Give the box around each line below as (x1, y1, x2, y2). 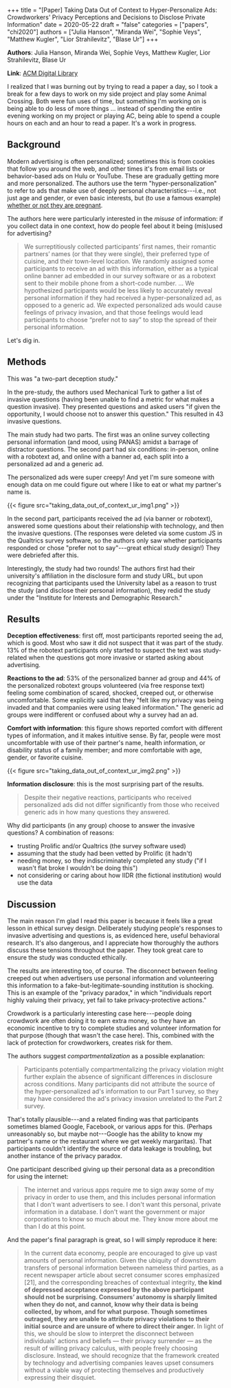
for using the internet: (7, 1173, 69, 1181)
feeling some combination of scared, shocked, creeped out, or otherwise (7, 688, 214, 697)
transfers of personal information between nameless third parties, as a (23, 1263, 223, 1272)
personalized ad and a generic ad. (7, 459, 104, 467)
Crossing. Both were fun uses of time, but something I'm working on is (7, 97, 207, 105)
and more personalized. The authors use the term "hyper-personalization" (7, 179, 217, 187)
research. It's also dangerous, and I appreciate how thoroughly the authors (7, 939, 219, 947)
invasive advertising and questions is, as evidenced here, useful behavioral (7, 932, 220, 940)
